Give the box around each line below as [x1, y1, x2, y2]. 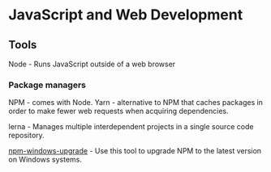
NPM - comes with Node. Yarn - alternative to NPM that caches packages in [8, 98, 264, 107]
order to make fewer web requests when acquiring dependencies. [8, 107, 229, 116]
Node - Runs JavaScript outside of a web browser [8, 59, 176, 69]
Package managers [8, 79, 87, 90]
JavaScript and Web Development [8, 6, 243, 24]
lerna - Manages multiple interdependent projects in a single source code [8, 122, 254, 132]
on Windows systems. [8, 155, 83, 165]
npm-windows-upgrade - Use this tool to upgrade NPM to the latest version [8, 146, 262, 156]
